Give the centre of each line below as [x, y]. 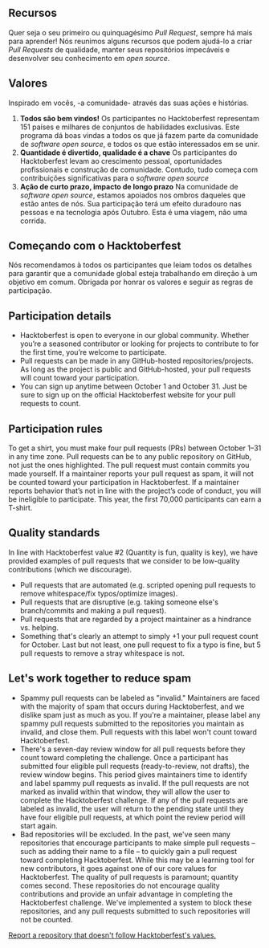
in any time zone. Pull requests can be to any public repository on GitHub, [130, 457]
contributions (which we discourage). [70, 569]
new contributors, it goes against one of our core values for [118, 868]
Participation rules [55, 429]
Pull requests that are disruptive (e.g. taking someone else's [119, 602]
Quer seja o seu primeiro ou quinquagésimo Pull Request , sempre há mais [130, 32]
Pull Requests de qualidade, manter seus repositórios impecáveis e [119, 49]
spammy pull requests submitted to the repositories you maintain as [132, 723]
